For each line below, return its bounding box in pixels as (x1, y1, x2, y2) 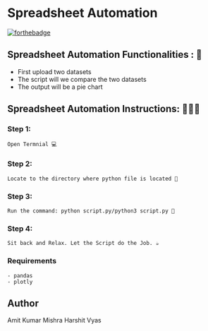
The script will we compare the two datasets (17, 75, 147, 83)
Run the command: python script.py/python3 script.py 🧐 (7, 207, 175, 215)
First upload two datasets (17, 67, 92, 76)
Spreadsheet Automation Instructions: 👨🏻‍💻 (7, 103, 201, 115)
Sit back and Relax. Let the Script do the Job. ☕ (7, 240, 159, 247)
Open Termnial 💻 (7, 141, 58, 148)
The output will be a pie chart (17, 83, 104, 91)
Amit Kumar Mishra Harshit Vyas (7, 316, 102, 325)
